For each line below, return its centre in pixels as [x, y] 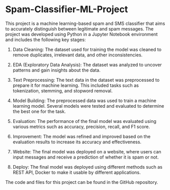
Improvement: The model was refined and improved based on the [81, 136]
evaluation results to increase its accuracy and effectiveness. [77, 142]
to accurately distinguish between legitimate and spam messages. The [80, 28]
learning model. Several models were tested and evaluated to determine [88, 106]
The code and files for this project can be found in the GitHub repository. [82, 182]
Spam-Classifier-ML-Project [67, 9]
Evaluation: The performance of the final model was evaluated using [84, 121]
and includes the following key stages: [45, 40]
